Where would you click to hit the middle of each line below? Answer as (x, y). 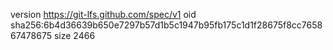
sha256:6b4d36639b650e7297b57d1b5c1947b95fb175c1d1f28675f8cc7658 (166, 25)
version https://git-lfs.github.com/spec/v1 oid (103, 14)
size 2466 (74, 35)
